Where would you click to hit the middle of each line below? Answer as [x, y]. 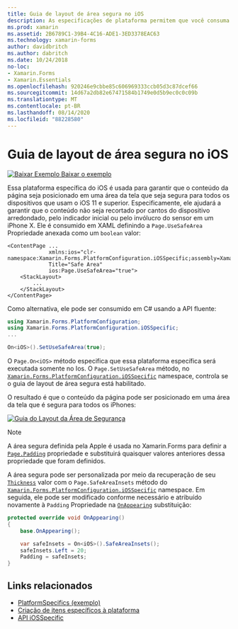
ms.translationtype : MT [42, 100]
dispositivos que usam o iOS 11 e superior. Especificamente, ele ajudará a [114, 203]
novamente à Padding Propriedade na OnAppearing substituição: [100, 505]
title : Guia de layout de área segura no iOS [75, 14]
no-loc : [19, 67]
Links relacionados [50, 585]
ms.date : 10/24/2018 [38, 60]
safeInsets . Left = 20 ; [53, 550]
